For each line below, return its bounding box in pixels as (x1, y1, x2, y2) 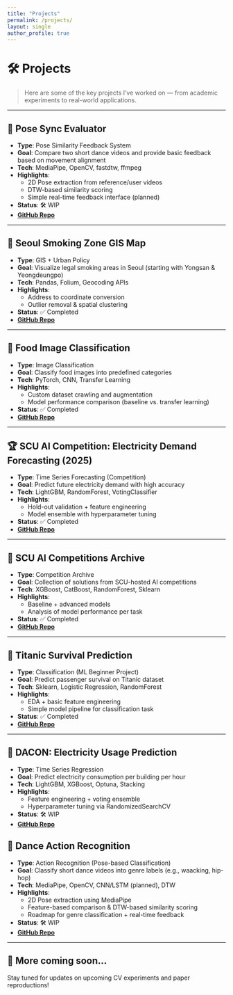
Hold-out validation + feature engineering (27, 502, 147, 511)
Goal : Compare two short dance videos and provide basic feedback (17, 149, 212, 157)
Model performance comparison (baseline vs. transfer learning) (27, 397, 209, 406)
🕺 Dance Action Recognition (7, 840, 130, 852)
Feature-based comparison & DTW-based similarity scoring (27, 902, 198, 912)
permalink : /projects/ (7, 17, 73, 24)
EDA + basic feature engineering (27, 697, 121, 706)
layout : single (7, 23, 51, 30)
